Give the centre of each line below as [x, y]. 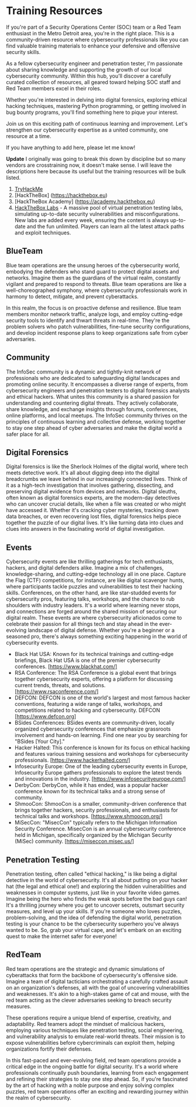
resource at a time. [29, 136]
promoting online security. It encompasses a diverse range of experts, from [97, 384]
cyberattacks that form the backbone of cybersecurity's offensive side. [92, 975]
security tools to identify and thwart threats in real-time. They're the [88, 320]
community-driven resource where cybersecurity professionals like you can [97, 39]
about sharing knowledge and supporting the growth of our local [84, 69]
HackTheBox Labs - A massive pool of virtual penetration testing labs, [99, 207]
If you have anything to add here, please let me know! [71, 147]
